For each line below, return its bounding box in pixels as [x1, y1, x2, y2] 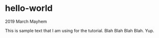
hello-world [5, 3, 53, 14]
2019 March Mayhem [5, 19, 47, 24]
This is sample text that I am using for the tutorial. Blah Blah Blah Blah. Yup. [5, 28, 155, 33]
